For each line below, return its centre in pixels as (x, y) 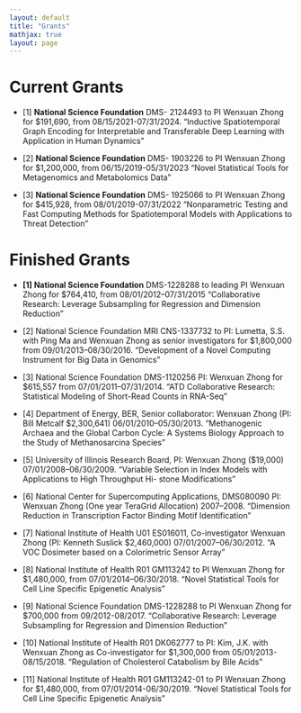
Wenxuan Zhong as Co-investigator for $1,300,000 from (126, 653)
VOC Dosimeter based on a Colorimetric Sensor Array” (124, 552)
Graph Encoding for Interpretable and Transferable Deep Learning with (153, 131)
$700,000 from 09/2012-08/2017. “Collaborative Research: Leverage (149, 616)
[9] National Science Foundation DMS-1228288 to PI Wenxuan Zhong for (157, 606)
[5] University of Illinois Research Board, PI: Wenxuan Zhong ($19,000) (153, 460)
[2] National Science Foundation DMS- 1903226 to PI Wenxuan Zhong (154, 158)
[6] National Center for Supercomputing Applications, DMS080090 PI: (151, 497)
